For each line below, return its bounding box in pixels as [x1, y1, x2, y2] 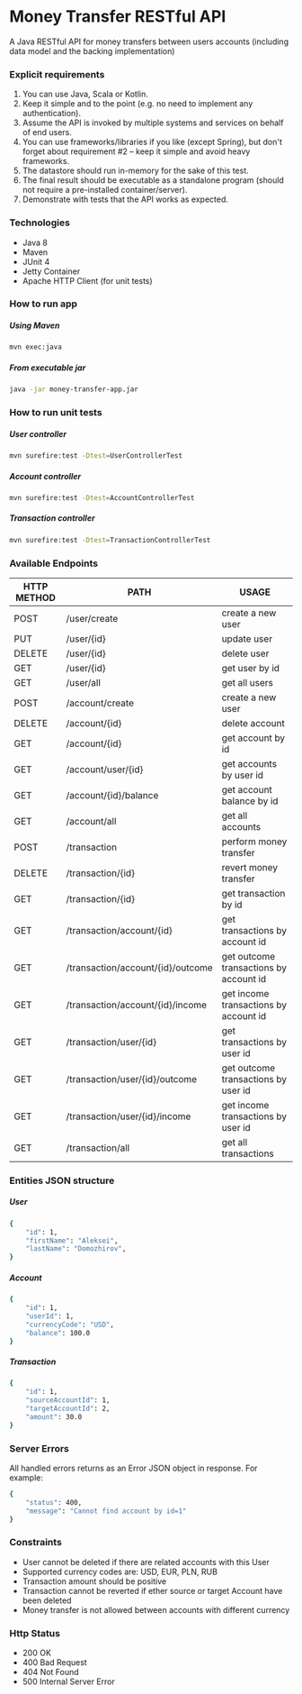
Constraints [9, 1536, 63, 1549]
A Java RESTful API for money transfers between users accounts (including [9, 36, 289, 47]
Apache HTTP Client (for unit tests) [22, 275, 153, 286]
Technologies [9, 216, 70, 229]
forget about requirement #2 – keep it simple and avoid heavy [22, 146, 251, 157]
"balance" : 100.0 [25, 1328, 91, 1337]
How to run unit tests [9, 406, 102, 419]
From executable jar [9, 362, 86, 373]
